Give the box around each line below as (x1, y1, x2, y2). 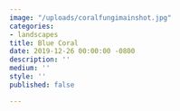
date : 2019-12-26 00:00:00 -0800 (9, 47, 136, 56)
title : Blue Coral (9, 38, 79, 48)
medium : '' (9, 64, 51, 73)
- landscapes (9, 30, 59, 39)
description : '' (9, 55, 71, 64)
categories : (9, 22, 54, 31)
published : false (9, 80, 75, 89)
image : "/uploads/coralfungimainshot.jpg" (9, 13, 172, 23)
